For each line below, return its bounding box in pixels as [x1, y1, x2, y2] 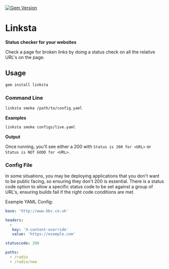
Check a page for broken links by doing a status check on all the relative [5, 48, 155, 55]
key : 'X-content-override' [12, 227, 69, 232]
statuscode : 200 [5, 241, 39, 246]
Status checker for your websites [5, 39, 77, 45]
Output [5, 134, 21, 140]
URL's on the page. [5, 54, 45, 60]
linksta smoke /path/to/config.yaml [5, 105, 82, 111]
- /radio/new [10, 259, 37, 264]
